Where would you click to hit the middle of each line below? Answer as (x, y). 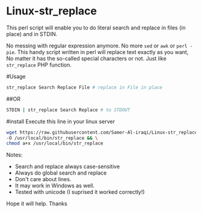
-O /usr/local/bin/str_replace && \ (52, 138)
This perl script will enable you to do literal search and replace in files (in (96, 28)
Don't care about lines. (43, 179)
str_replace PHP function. (39, 65)
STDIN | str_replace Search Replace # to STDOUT (68, 110)
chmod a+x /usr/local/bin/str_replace (55, 143)
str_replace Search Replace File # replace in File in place (84, 87)
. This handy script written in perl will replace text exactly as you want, (101, 52)
